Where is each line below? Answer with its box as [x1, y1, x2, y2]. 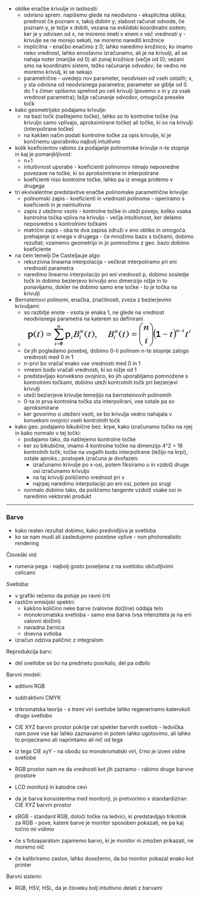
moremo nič [14, 843, 45, 851]
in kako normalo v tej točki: [14, 429, 82, 437]
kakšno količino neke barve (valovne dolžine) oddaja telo [23, 605, 164, 612]
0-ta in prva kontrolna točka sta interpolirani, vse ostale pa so [23, 398, 174, 405]
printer [14, 861, 32, 868]
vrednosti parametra [23, 264, 74, 272]
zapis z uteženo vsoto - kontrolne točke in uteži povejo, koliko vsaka [23, 208, 192, 214]
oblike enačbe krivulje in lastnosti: [14, 5, 98, 12]
